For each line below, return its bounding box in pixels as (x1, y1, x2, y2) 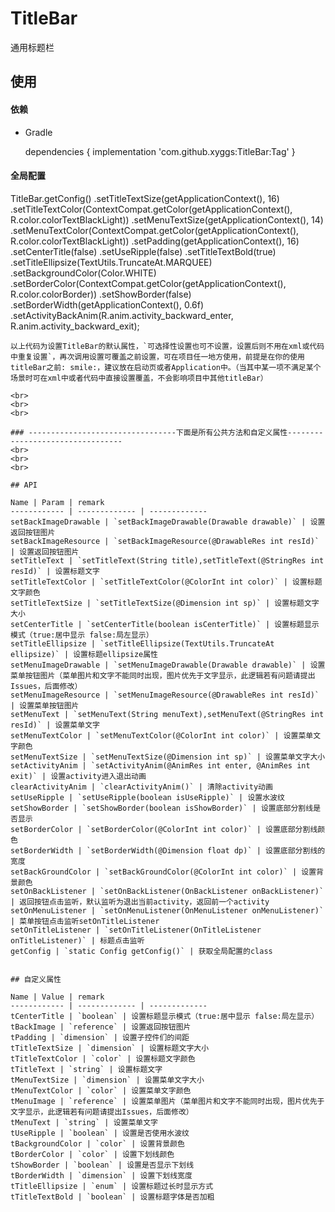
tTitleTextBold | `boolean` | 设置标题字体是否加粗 (10, 1192, 215, 1202)
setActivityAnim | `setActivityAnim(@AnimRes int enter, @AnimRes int (10, 760, 311, 771)
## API (10, 480, 38, 490)
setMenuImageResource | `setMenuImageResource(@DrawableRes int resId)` (10, 690, 320, 700)
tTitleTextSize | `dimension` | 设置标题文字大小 (10, 1043, 210, 1053)
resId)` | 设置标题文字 (10, 566, 100, 576)
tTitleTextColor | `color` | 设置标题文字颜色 (10, 1053, 196, 1064)
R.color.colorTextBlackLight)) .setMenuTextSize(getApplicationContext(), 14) (10, 213, 324, 226)
